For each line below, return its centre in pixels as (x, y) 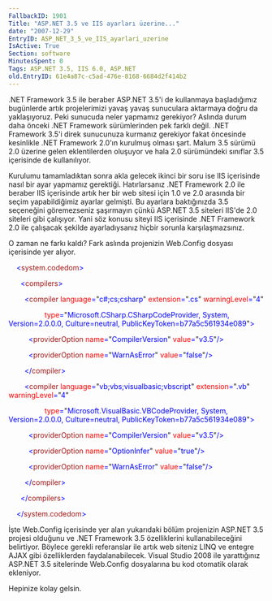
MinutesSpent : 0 (36, 62)
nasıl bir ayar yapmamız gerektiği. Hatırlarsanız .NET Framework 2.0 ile (127, 184)
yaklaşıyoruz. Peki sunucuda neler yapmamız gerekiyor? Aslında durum (127, 117)
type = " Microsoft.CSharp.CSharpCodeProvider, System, (137, 314)
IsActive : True (34, 46)
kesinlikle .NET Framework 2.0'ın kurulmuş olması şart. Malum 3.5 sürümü (132, 142)
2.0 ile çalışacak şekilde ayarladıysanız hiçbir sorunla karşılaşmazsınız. (127, 227)
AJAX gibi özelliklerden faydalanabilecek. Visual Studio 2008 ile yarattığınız (134, 555)
